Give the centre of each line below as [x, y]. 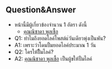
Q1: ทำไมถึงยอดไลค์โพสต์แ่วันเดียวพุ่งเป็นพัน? [60, 38]
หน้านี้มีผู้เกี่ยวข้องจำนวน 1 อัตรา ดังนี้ [51, 24]
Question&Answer [41, 10]
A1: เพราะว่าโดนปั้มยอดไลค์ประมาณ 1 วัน [55, 45]
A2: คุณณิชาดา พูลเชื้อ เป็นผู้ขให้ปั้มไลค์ [53, 58]
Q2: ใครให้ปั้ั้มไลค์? [34, 51]
